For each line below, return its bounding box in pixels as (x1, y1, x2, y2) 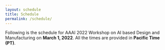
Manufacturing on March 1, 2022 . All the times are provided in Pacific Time (5, 35, 160, 41)
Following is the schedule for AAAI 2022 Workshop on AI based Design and (5, 30, 160, 36)
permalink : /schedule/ (5, 16, 52, 21)
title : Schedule (5, 12, 39, 17)
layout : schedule (5, 7, 41, 12)
